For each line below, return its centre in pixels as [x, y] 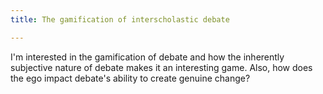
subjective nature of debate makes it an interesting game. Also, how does [161, 67]
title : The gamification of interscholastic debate [120, 19]
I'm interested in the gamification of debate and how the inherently [147, 57]
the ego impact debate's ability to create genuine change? [130, 78]
